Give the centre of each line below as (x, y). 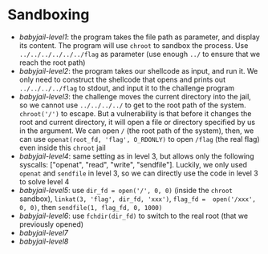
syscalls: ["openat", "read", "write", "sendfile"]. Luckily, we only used (133, 164)
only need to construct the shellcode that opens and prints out (122, 79)
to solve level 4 (44, 181)
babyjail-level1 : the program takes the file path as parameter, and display (139, 37)
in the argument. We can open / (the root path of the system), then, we (136, 131)
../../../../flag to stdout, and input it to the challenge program (127, 88)
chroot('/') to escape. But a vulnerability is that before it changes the (135, 113)
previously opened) (51, 224)
